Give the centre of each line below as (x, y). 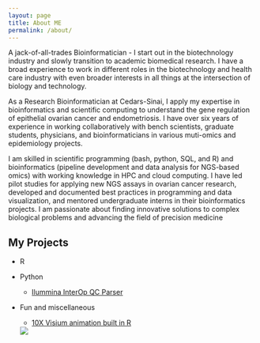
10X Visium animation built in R (81, 323)
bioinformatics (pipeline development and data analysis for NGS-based (124, 168)
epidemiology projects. (45, 144)
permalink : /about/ (40, 30)
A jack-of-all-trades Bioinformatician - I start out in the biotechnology (121, 53)
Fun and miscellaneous (57, 307)
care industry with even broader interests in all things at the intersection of (130, 78)
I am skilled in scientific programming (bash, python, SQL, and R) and (121, 159)
